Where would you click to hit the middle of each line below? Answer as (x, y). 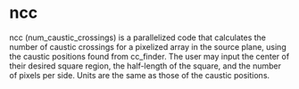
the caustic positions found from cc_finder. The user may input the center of (149, 56)
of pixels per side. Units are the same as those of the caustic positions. (140, 75)
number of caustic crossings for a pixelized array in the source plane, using (148, 46)
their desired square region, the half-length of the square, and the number (145, 66)
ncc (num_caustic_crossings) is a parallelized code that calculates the (137, 37)
